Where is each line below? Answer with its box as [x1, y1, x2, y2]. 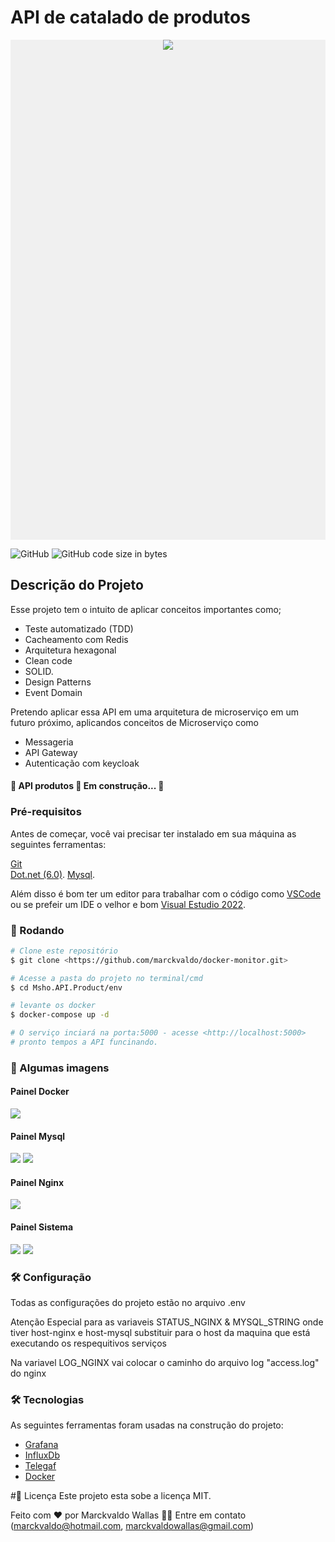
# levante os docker [10, 1001, 97, 1011]
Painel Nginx [10, 1176, 65, 1188]
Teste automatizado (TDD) [24, 622, 134, 635]
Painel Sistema [10, 1221, 74, 1233]
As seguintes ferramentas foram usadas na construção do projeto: [10, 1419, 284, 1431]
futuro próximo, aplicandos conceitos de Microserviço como [10, 716, 260, 728]
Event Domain [24, 686, 83, 698]
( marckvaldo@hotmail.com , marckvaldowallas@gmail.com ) [10, 1520, 255, 1532]
